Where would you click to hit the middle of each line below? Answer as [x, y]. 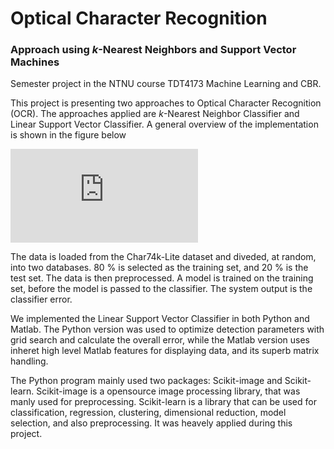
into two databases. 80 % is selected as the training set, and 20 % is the [159, 268]
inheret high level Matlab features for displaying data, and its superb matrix [165, 351]
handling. [29, 361]
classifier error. [41, 299]
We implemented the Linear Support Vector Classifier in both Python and [160, 319]
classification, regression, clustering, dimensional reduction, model [148, 413]
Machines [35, 62]
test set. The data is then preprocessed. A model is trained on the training [162, 278]
